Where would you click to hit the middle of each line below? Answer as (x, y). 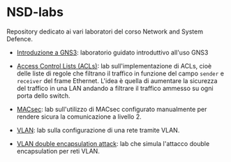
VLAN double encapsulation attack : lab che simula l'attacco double (113, 143)
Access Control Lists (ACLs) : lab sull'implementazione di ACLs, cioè (114, 66)
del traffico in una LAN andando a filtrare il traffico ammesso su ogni (115, 88)
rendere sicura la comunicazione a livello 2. (79, 117)
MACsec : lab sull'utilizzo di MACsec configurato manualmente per (112, 109)
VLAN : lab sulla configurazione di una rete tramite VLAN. (98, 130)
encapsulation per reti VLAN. (58, 151)
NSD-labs (35, 12)
